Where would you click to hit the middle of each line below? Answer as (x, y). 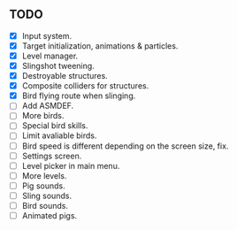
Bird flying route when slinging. (79, 96)
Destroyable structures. (65, 76)
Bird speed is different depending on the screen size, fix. (125, 146)
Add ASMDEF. (48, 106)
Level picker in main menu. (71, 165)
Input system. (47, 35)
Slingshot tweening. (58, 66)
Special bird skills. (55, 126)
